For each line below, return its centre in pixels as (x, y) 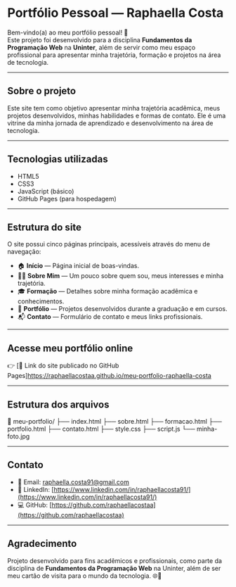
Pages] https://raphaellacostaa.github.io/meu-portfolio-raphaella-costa (110, 376)
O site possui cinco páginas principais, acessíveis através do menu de (109, 244)
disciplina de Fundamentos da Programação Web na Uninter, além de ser (114, 568)
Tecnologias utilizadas (58, 159)
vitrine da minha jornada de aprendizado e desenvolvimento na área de (110, 123)
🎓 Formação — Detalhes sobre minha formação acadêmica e (107, 291)
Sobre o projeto (41, 91)
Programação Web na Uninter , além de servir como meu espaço (101, 47)
